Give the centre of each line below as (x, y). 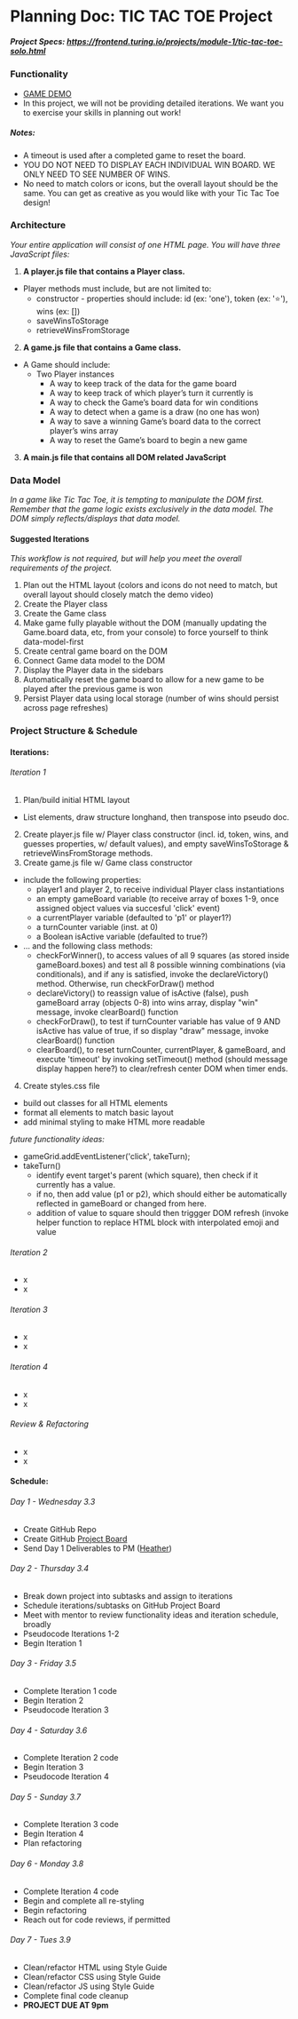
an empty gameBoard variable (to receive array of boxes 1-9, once (157, 899)
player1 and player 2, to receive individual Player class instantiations (160, 889)
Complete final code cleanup (76, 1995)
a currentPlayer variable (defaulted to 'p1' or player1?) (134, 918)
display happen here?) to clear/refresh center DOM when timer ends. (162, 1069)
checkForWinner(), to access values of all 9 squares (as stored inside (163, 956)
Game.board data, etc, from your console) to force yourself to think (145, 632)
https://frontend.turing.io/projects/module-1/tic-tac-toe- (175, 41)
